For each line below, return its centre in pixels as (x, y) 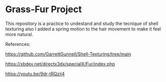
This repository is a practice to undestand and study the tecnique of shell (82, 23)
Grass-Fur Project (44, 9)
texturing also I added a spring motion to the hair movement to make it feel (83, 29)
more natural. (19, 34)
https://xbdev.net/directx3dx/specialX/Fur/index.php (60, 64)
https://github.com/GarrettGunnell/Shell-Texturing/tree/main (68, 54)
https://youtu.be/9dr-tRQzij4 (35, 74)
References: (18, 44)
